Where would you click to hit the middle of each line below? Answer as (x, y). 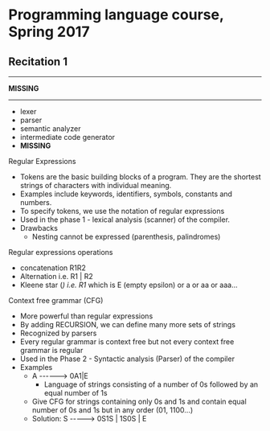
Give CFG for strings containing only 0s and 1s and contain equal (139, 401)
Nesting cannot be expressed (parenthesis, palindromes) (126, 236)
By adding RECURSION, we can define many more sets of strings (127, 324)
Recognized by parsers (58, 333)
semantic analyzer (50, 129)
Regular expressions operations (61, 252)
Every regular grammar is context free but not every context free (127, 342)
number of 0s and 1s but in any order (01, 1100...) (112, 410)
